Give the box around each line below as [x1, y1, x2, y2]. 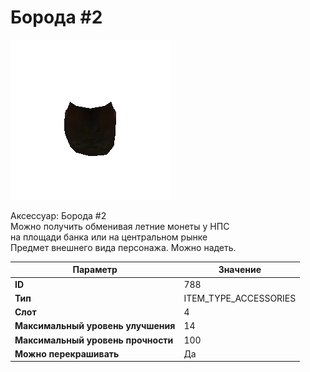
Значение [218, 264, 262, 276]
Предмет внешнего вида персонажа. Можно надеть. [10, 241, 237, 253]
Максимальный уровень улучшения [14, 320, 176, 332]
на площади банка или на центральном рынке [10, 231, 208, 243]
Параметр [72, 264, 118, 276]
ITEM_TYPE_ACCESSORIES [183, 292, 297, 304]
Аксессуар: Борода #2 [10, 209, 107, 221]
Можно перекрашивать [14, 347, 120, 360]
